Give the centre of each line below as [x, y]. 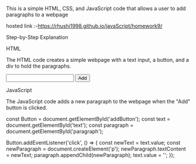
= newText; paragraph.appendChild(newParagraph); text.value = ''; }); [90, 155]
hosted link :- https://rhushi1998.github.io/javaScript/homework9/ [84, 26]
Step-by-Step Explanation [37, 37]
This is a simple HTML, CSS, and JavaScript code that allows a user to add [96, 8]
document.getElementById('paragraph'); [55, 131]
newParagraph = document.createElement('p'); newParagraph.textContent [96, 149]
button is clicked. [27, 108]
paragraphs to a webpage [37, 15]
